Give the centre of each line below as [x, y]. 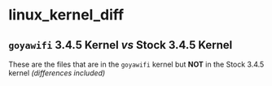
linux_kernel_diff [66, 15]
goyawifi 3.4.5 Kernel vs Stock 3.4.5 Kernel [121, 45]
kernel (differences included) [57, 73]
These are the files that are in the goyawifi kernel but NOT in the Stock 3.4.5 [136, 64]
